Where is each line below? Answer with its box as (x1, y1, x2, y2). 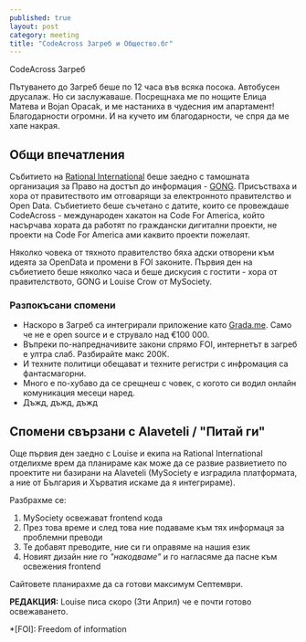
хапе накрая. (9, 121, 60, 132)
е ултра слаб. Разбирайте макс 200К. (22, 349, 170, 360)
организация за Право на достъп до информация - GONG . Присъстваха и (9, 181, 298, 192)
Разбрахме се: (9, 495, 67, 506)
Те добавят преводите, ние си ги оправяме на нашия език (22, 542, 251, 553)
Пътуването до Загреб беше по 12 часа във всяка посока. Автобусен (9, 81, 280, 92)
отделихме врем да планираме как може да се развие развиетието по (9, 458, 288, 468)
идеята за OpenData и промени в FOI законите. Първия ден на (9, 257, 253, 268)
